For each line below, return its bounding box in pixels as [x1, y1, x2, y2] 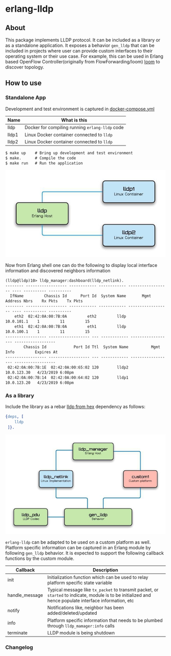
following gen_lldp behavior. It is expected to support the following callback [5, 550, 164, 556]
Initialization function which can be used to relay [47, 574, 149, 580]
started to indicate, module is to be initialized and [47, 592, 151, 598]
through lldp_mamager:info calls [47, 622, 115, 628]
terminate [7, 629, 28, 636]
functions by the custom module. [5, 555, 75, 562]
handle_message [7, 592, 43, 598]
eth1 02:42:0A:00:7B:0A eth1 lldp [14, 324, 126, 329]
